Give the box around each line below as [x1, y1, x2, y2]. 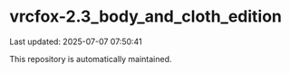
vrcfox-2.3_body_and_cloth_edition [9, 6, 283, 27]
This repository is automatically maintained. [9, 53, 172, 64]
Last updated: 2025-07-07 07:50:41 [9, 36, 142, 47]
